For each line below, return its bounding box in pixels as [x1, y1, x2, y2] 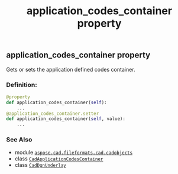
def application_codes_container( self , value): [6, 116, 126, 122]
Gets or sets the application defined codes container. [6, 66, 135, 73]
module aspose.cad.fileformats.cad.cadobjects [14, 149, 133, 156]
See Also [6, 136, 33, 144]
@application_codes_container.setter [6, 111, 99, 117]
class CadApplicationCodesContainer [14, 155, 103, 162]
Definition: [6, 80, 37, 89]
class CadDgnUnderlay [14, 162, 66, 169]
